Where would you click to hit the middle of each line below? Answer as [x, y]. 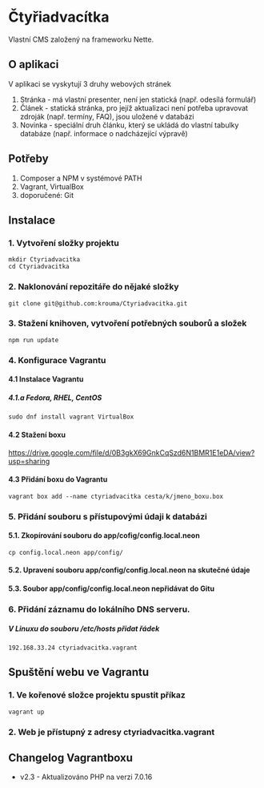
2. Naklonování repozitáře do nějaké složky [94, 287]
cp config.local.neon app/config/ [66, 552]
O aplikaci [34, 65]
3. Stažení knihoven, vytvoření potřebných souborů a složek [128, 323]
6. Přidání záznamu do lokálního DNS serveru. [99, 609]
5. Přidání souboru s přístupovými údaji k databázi [108, 516]
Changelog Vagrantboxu [71, 758]
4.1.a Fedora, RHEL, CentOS [55, 398]
